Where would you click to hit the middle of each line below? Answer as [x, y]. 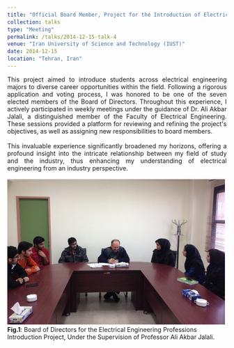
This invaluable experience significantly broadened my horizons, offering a [117, 145]
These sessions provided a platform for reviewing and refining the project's [117, 124]
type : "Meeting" [31, 29]
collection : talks [34, 22]
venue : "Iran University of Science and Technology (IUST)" [96, 44]
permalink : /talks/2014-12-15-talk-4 [62, 37]
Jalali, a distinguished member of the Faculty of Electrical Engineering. [117, 116]
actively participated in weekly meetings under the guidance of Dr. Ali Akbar [117, 109]
